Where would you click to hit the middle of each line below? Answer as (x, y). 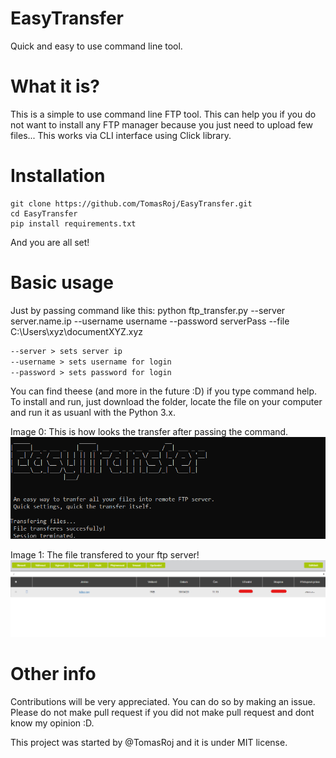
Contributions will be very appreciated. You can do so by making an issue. (163, 701)
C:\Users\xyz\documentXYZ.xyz (77, 331)
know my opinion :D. (52, 723)
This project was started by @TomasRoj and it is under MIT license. (149, 742)
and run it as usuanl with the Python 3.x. (93, 413)
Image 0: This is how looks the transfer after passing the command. (149, 432)
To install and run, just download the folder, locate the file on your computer (166, 402)
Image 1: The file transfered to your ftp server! (105, 555)
